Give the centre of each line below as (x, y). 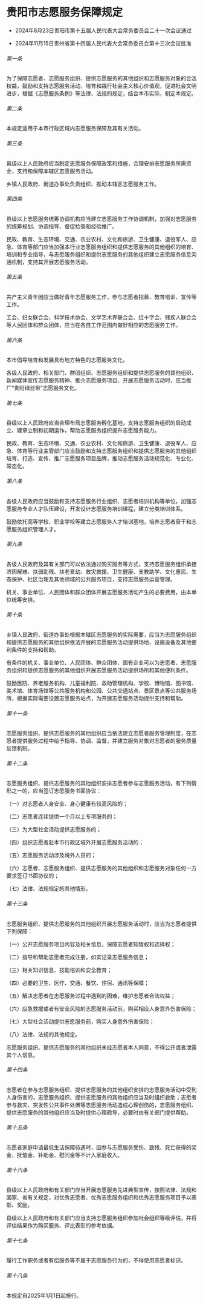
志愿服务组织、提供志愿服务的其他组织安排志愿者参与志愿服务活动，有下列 (99, 783)
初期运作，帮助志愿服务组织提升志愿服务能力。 (101, 431)
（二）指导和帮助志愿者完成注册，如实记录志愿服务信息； (78, 957)
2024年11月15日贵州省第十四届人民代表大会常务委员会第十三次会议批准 (103, 43)
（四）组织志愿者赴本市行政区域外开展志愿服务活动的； (75, 842)
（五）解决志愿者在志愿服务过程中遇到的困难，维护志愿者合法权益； (91, 996)
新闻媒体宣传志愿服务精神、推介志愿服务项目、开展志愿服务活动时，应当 (96, 380)
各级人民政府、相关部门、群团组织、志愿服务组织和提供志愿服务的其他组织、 (101, 373)
